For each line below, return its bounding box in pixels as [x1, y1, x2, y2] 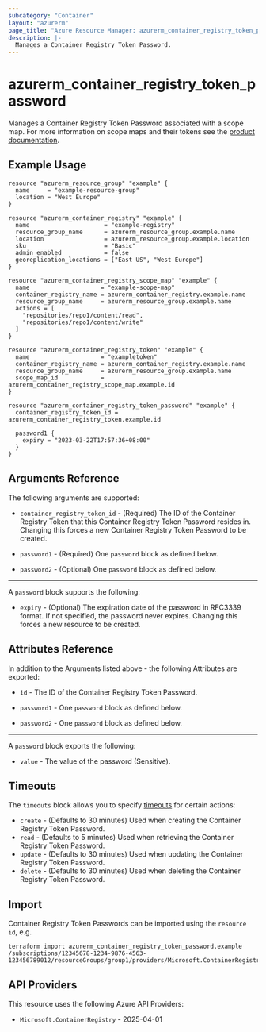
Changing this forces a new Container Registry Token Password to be [19, 525, 247, 534]
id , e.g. [8, 927, 32, 937]
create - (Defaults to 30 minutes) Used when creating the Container [19, 815, 241, 826]
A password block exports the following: [8, 741, 136, 750]
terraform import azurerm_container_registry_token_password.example [8, 942, 243, 951]
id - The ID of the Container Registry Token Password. [19, 687, 198, 697]
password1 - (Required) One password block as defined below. [19, 549, 219, 558]
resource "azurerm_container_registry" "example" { [8, 214, 182, 222]
